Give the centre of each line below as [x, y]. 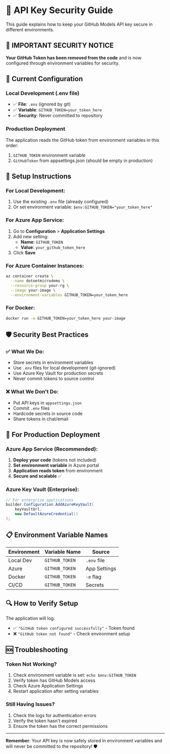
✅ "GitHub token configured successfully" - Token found [74, 628]
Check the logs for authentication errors [54, 715]
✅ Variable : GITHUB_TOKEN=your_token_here [58, 110]
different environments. [30, 29]
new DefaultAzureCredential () [47, 514]
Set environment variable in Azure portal [56, 465]
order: [12, 145]
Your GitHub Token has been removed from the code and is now [74, 58]
